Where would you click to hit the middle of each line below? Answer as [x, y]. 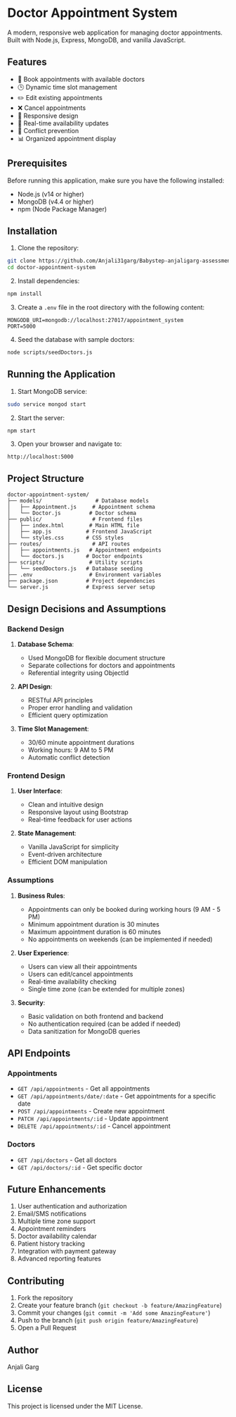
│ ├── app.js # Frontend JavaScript [80, 532]
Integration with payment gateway [67, 1251]
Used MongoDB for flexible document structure [97, 657]
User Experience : [43, 953]
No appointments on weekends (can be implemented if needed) [120, 939]
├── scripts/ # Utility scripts [75, 563]
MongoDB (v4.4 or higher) [55, 202]
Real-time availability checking [72, 982]
